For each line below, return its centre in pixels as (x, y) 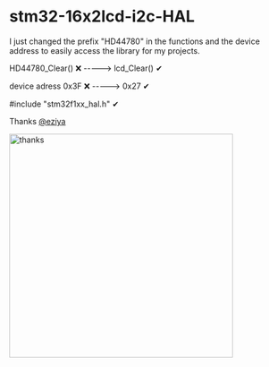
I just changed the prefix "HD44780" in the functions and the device (135, 41)
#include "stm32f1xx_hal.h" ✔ (64, 104)
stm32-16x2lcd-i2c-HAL (102, 17)
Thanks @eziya (38, 121)
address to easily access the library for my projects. (105, 50)
